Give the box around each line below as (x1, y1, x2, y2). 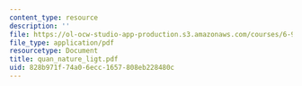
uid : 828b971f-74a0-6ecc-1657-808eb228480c (9, 64, 175, 73)
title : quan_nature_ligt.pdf (9, 55, 119, 64)
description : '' (9, 21, 70, 30)
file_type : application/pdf (9, 38, 115, 47)
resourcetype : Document (9, 47, 99, 56)
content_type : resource (9, 13, 99, 22)
